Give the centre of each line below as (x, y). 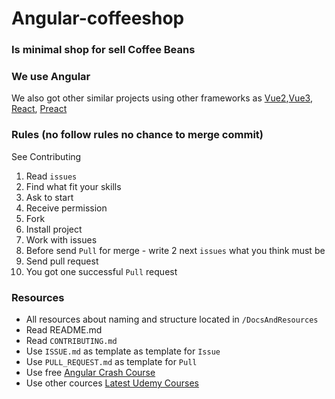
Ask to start (49, 197)
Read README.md (64, 330)
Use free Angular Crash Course (90, 372)
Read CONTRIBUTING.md (71, 340)
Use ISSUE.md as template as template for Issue (123, 351)
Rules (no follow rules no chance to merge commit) (137, 135)
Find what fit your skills (73, 186)
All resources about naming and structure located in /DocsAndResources (172, 319)
